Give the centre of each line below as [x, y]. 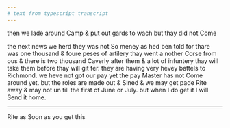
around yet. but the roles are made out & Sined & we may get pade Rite [107, 82]
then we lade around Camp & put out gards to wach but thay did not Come [112, 33]
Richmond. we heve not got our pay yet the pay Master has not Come [105, 75]
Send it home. [27, 97]
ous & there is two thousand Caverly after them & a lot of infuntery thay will [113, 61]
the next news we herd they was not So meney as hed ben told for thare [108, 46]
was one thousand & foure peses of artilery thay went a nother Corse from [112, 53]
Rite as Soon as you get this [46, 116]
